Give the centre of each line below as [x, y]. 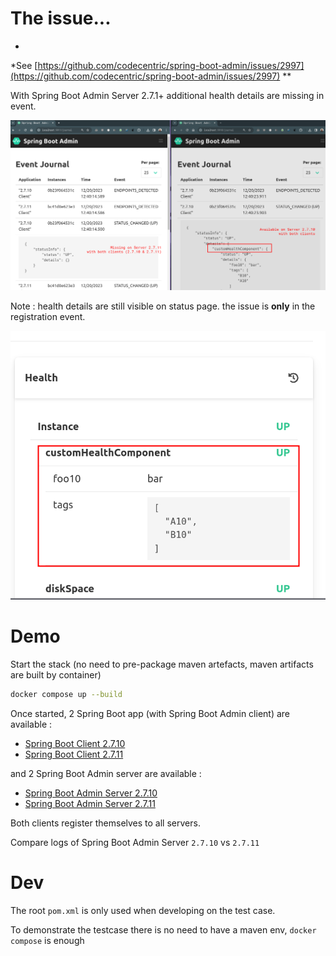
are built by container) [56, 675]
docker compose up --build [66, 695]
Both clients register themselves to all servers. [105, 823]
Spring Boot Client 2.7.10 [75, 743]
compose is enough [47, 940]
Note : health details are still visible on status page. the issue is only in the [163, 306]
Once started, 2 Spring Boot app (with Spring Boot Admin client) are [150, 713]
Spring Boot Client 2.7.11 [74, 754]
